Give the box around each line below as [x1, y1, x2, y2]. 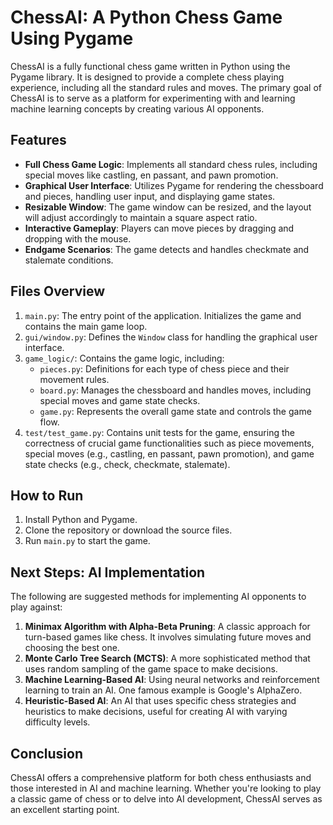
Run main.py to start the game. [24, 535, 151, 547]
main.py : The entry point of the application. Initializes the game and [24, 309, 302, 321]
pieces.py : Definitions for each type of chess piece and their [39, 362, 290, 375]
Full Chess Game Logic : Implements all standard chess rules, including [24, 158, 318, 170]
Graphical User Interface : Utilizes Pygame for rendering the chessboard [24, 179, 324, 191]
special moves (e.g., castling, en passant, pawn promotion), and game [24, 447, 315, 460]
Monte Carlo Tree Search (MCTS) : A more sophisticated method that [24, 652, 311, 665]
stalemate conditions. [24, 254, 114, 266]
